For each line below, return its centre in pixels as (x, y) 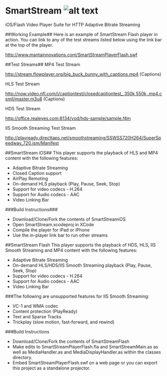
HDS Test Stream (23, 108)
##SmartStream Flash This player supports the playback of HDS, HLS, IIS (80, 245)
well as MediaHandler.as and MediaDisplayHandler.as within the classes (86, 352)
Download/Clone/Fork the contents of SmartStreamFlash (71, 341)
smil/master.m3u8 (24, 99)
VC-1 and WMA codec (35, 306)
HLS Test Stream (22, 84)
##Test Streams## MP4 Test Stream (43, 64)
